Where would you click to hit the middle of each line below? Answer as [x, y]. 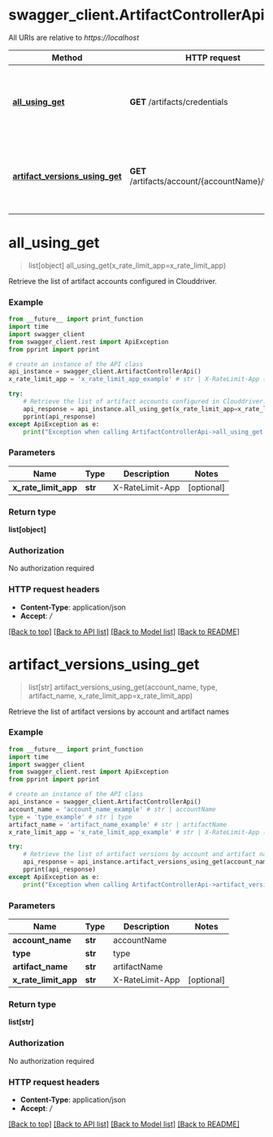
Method [67, 57]
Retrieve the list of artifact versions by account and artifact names [119, 711]
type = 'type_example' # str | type [70, 817]
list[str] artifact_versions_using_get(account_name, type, [123, 687]
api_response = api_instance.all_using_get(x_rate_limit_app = [130, 409]
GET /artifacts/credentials [179, 102]
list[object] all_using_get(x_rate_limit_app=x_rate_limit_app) [127, 265]
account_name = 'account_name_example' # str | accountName [113, 809]
